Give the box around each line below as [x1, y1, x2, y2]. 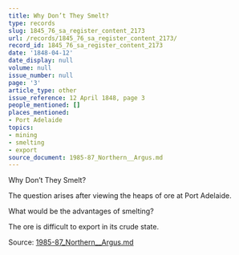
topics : [8, 123, 34, 132]
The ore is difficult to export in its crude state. [8, 222, 159, 232]
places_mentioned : [8, 109, 70, 117]
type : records [8, 19, 56, 27]
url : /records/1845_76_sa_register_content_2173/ [8, 34, 178, 42]
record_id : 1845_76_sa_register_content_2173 [8, 42, 163, 50]
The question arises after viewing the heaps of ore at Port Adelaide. [8, 191, 232, 200]
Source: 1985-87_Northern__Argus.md [8, 237, 134, 247]
